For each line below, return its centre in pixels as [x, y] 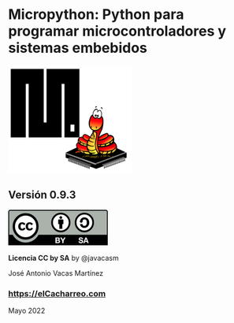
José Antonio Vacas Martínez [56, 273]
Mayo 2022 [27, 311]
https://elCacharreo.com [57, 293]
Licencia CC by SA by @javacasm [64, 258]
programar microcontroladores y [117, 31]
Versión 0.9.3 [42, 195]
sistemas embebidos [78, 48]
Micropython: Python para [96, 15]
